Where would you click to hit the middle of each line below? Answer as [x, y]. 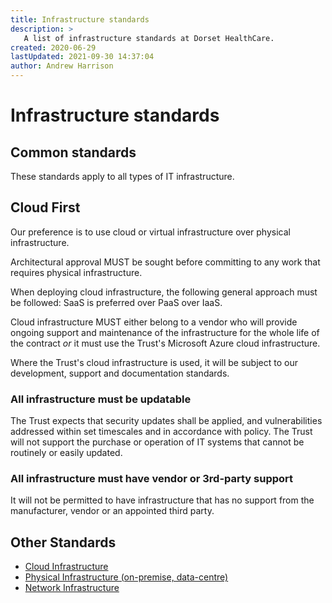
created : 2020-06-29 [53, 47]
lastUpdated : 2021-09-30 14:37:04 [82, 57]
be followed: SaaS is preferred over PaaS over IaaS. [116, 302]
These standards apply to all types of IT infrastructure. [122, 176]
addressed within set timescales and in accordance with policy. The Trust [161, 432]
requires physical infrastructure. [76, 272]
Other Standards [63, 542]
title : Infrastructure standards [80, 19]
